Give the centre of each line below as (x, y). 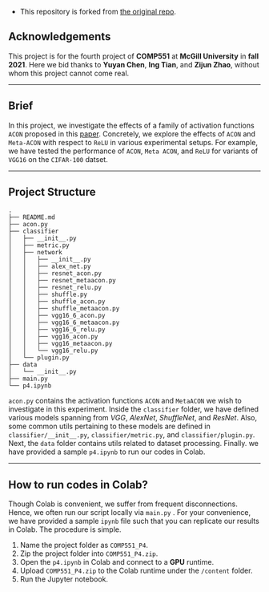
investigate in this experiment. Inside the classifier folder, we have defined (133, 409)
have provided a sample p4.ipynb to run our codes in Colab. (107, 452)
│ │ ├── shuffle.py (48, 295)
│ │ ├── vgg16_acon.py (53, 337)
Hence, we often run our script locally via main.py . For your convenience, (129, 513)
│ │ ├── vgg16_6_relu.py (57, 330)
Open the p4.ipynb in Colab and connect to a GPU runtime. (117, 562)
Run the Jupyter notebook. (64, 579)
